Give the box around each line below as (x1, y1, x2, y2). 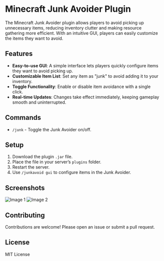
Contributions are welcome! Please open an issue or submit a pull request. (5, 224, 155, 230)
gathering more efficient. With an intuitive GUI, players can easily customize (5, 30, 158, 36)
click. (12, 88, 23, 94)
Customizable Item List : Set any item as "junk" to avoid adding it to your (12, 73, 159, 79)
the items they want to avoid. (5, 35, 64, 41)
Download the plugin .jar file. (12, 154, 73, 160)
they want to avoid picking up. (12, 68, 73, 74)
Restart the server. (12, 164, 50, 170)
